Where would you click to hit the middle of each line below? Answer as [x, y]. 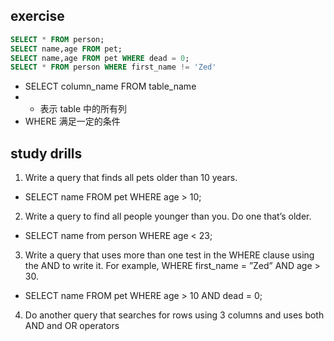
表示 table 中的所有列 [83, 109]
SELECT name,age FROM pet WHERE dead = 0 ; [100, 58]
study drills [46, 153]
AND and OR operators [72, 326]
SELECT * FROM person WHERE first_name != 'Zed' [113, 67]
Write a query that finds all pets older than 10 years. [131, 178]
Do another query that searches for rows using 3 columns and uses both [174, 315]
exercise [37, 16]
